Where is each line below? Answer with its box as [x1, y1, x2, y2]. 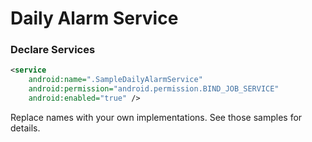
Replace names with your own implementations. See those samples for [10, 111, 303, 123]
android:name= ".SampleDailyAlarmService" [28, 75, 203, 85]
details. [10, 122, 41, 134]
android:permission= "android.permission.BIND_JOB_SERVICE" [28, 84, 280, 94]
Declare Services [10, 43, 96, 57]
